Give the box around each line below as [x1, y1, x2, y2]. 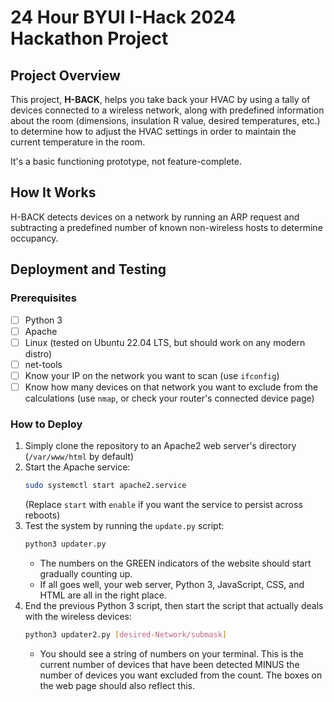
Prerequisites [10, 291, 77, 305]
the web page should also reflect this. [39, 679, 196, 691]
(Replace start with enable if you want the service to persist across [24, 499, 303, 511]
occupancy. [10, 232, 59, 244]
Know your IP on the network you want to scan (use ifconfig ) [24, 369, 280, 381]
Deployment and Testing [10, 261, 167, 278]
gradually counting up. [39, 567, 133, 580]
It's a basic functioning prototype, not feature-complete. [10, 156, 243, 167]
